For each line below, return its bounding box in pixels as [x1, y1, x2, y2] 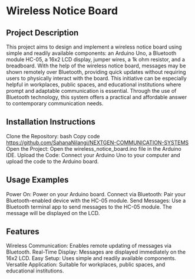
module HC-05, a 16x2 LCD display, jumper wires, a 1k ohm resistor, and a [6, 56, 186, 63]
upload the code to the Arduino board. [6, 158, 99, 165]
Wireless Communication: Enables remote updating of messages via [6, 242, 172, 249]
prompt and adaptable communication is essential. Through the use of [6, 87, 177, 94]
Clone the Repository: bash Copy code [6, 132, 100, 139]
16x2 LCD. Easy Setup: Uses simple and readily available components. [6, 255, 177, 262]
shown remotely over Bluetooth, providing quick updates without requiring [6, 69, 187, 75]
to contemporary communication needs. [6, 100, 104, 107]
